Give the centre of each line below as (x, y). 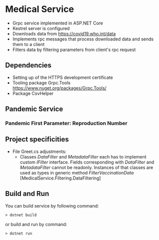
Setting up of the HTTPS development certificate (63, 77)
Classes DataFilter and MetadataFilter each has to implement (83, 156)
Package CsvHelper (33, 93)
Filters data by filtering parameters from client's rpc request (74, 49)
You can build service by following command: (52, 205)
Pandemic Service (34, 109)
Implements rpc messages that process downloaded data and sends (83, 39)
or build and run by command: (36, 224)
